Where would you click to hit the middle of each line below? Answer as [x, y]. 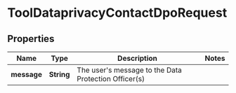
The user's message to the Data [130, 70]
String [59, 74]
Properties [31, 39]
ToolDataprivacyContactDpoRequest [117, 13]
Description [137, 58]
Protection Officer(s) [111, 79]
